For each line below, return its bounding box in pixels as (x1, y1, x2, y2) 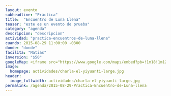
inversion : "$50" (5, 54, 42, 60)
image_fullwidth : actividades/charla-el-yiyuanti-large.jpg (10, 78, 140, 83)
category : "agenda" (5, 26, 47, 31)
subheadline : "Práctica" (5, 12, 58, 17)
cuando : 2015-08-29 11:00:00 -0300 (5, 41, 81, 46)
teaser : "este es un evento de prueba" (5, 21, 90, 27)
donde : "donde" (5, 45, 38, 50)
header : (5, 74, 22, 79)
